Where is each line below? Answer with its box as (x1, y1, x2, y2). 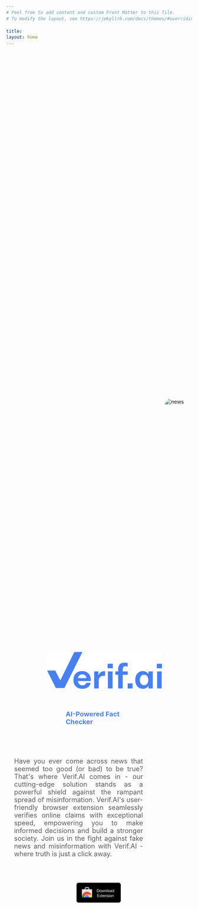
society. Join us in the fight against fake (14, 834, 143, 843)
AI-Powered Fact (65, 710, 120, 718)
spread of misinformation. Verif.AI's (14, 795, 125, 804)
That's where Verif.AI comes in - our (14, 772, 143, 781)
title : (6, 28, 22, 34)
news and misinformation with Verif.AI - (14, 842, 143, 851)
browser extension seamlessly (42, 804, 143, 812)
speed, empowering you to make (14, 819, 143, 827)
